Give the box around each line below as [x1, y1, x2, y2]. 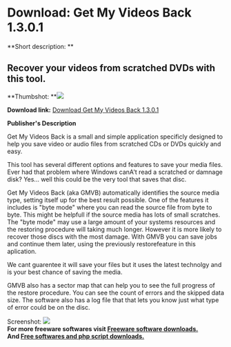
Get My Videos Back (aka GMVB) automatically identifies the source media [7, 188, 219, 197]
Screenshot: [7, 317, 42, 326]
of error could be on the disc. [7, 303, 90, 311]
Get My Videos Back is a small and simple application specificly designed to [7, 132, 223, 141]
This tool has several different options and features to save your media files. [7, 160, 223, 168]
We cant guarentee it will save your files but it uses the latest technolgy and [7, 260, 222, 268]
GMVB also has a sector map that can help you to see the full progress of [7, 281, 215, 289]
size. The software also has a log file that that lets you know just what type [7, 295, 219, 304]
